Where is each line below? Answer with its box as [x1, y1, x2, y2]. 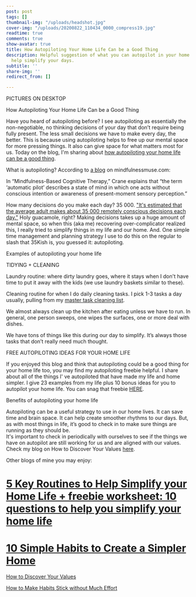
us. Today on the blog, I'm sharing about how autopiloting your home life [6, 149, 181, 156]
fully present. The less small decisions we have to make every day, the [6, 130, 176, 138]
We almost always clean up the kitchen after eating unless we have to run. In [6, 308, 191, 315]
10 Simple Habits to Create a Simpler [6, 541, 186, 555]
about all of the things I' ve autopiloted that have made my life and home [6, 373, 180, 380]
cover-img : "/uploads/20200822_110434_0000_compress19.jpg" [6, 25, 156, 31]
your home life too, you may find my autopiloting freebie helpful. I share [6, 367, 178, 374]
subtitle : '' [6, 63, 38, 69]
